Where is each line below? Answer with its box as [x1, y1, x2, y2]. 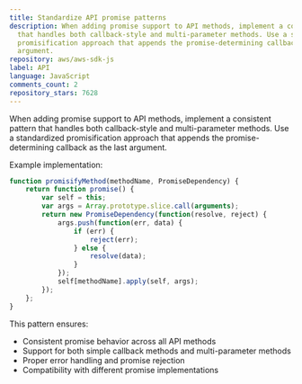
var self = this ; [41, 193, 106, 202]
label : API [9, 64, 50, 73]
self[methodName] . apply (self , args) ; [57, 277, 200, 286]
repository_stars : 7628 [9, 88, 99, 97]
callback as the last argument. [55, 141, 168, 153]
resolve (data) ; [89, 252, 147, 261]
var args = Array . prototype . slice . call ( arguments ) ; [41, 201, 240, 211]
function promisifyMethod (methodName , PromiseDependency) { [9, 176, 240, 185]
